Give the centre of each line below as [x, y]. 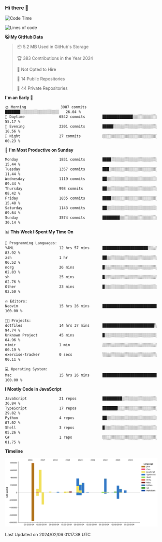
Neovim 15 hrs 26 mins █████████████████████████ [81, 306]
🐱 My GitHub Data [24, 37]
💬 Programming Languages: [31, 243]
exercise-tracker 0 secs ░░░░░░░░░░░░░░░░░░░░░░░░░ [81, 355]
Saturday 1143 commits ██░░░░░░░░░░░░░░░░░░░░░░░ [81, 208]
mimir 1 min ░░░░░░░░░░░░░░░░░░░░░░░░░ [81, 345]
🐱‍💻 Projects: [18, 321]
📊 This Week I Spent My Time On [39, 232]
